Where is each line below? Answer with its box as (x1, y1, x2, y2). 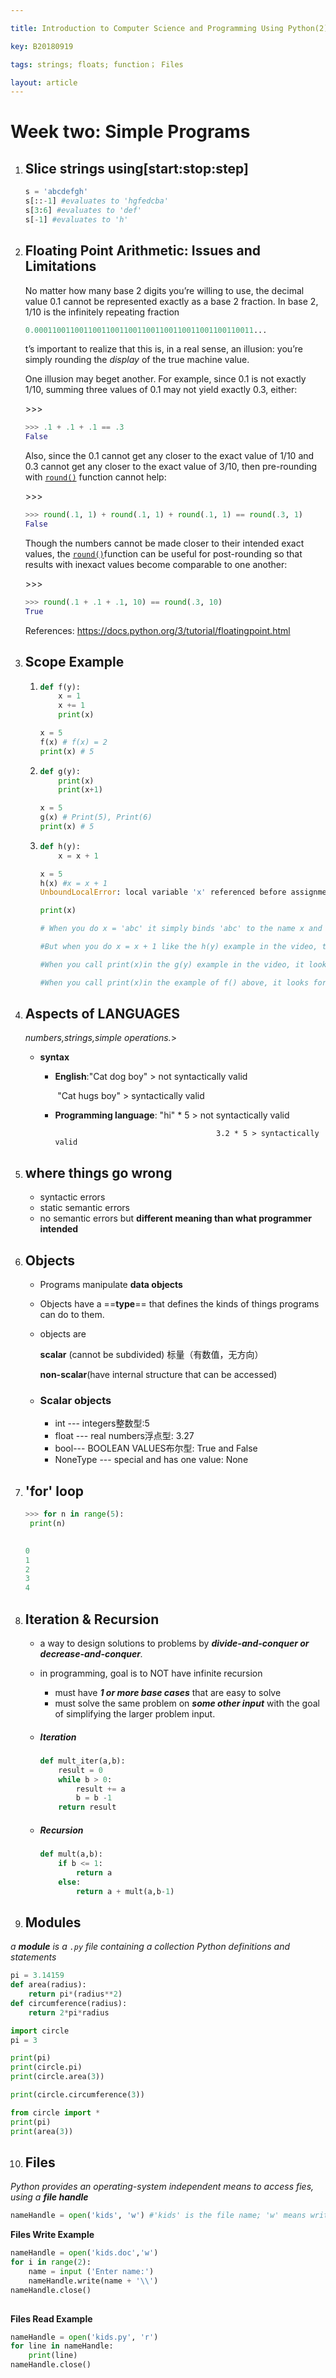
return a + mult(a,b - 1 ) (75, 1886, 175, 1896)
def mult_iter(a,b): (39, 1756, 126, 1766)
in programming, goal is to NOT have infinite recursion (39, 1667, 263, 1679)
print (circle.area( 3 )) (10, 2072, 105, 2082)
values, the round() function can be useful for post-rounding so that (24, 547, 303, 560)
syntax (39, 1051, 70, 1063)
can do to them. (39, 1309, 105, 1321)
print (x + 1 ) (58, 785, 103, 795)
